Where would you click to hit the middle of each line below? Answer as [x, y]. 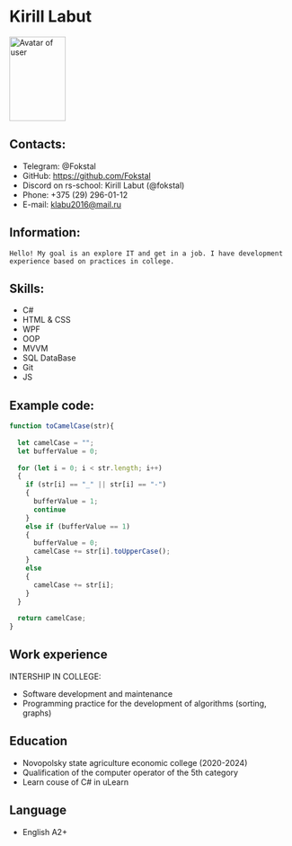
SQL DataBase [49, 358]
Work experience [58, 655]
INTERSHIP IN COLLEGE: [55, 676]
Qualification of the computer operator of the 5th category [130, 772]
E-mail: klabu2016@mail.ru [72, 204]
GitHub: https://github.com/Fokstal [86, 175]
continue [49, 510]
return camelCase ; [52, 619]
